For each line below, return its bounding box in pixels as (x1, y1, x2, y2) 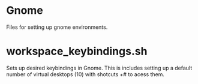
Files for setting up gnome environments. (6, 23, 108, 31)
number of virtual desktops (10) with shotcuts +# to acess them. (6, 70, 165, 78)
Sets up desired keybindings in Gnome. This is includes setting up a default (6, 64, 193, 71)
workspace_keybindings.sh (6, 44, 148, 58)
